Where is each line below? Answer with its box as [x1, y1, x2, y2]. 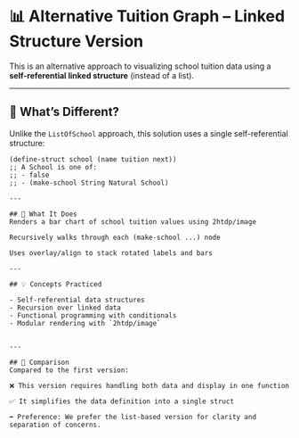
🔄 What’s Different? [9, 104, 120, 120]
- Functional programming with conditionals [9, 310, 177, 320]
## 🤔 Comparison [9, 358, 69, 367]
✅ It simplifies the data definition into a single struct [9, 397, 234, 406]
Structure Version [9, 31, 144, 52]
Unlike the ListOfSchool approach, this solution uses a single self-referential [9, 128, 289, 138]
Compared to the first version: [9, 366, 129, 375]
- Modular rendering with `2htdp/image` [9, 318, 162, 327]
